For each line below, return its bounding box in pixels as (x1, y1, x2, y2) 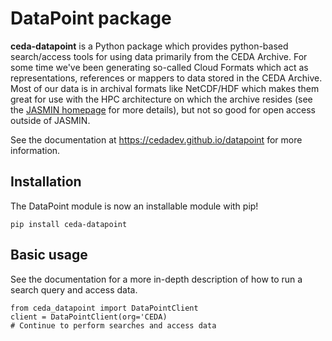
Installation (10, 173, 82, 191)
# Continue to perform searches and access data (10, 320, 217, 331)
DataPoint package (10, 7, 172, 30)
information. (10, 144, 61, 156)
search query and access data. (10, 283, 138, 296)
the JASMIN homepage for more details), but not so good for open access (10, 103, 316, 116)
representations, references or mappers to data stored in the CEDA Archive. (10, 72, 323, 84)
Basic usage (10, 247, 88, 264)
